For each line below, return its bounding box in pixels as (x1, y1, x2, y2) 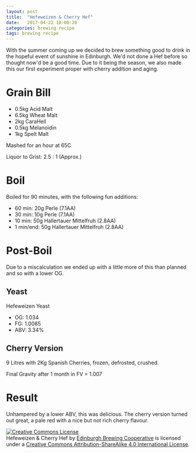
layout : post (6, 8, 38, 15)
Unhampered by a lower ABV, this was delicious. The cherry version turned (6, 410, 188, 418)
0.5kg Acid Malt (14, 105, 53, 112)
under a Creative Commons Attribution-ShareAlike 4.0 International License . (6, 441, 190, 448)
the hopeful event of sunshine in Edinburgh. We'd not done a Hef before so (6, 53, 188, 60)
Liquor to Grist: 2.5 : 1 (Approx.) (6, 154, 82, 161)
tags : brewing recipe (6, 31, 59, 36)
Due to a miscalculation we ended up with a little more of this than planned (6, 263, 187, 271)
